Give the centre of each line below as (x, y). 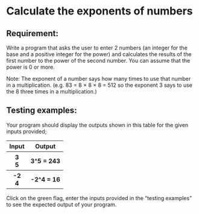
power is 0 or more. (31, 67)
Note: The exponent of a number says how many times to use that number (99, 79)
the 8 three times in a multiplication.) (52, 91)
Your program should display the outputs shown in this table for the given (97, 125)
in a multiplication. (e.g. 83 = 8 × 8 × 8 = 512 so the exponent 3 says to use (99, 85)
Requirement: (33, 33)
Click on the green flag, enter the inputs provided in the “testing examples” (99, 198)
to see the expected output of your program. (62, 204)
